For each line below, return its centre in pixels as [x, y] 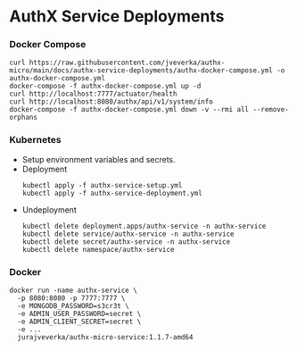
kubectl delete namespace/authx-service [98, 249]
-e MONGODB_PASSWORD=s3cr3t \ [73, 306]
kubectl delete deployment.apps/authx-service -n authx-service [144, 226]
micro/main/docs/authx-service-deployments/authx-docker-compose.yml [141, 71]
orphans [24, 118]
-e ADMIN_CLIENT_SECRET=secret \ [79, 322]
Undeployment [49, 209]
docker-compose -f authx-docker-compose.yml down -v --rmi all [129, 110]
